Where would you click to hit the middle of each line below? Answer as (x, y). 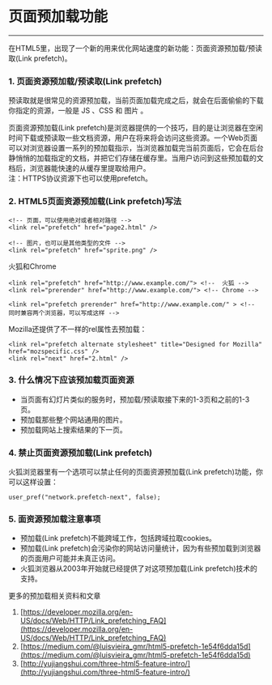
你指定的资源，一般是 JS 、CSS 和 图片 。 (78, 111)
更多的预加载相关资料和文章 (55, 596)
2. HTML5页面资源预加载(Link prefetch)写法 (95, 202)
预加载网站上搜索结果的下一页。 (73, 429)
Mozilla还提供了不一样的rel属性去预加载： (78, 329)
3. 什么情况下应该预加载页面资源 (72, 380)
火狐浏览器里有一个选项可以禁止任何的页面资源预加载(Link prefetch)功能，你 (136, 472)
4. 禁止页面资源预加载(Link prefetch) (81, 453)
